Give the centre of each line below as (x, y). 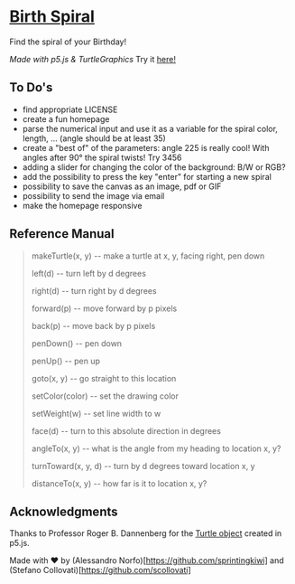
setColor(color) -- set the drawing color (105, 396)
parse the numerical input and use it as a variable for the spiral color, (150, 128)
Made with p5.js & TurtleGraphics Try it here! (92, 59)
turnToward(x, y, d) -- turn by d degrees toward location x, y (143, 466)
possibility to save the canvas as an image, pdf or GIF (122, 186)
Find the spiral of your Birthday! (68, 42)
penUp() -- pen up (66, 361)
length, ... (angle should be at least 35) (94, 138)
